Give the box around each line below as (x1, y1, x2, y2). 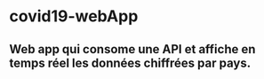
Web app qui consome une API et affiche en (9, 42, 256, 57)
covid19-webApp (9, 6, 139, 27)
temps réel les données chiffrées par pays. (9, 55, 252, 70)
